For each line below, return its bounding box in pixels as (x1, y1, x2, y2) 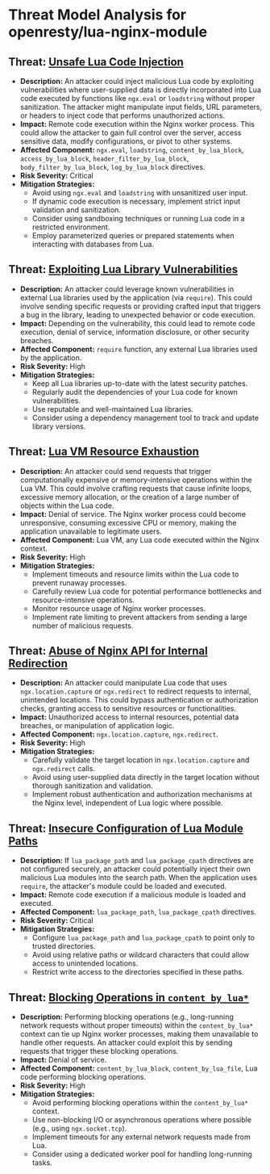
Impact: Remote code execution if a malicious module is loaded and (19, 890, 247, 899)
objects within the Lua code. (19, 501, 114, 510)
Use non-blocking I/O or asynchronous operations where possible (31, 1115, 252, 1125)
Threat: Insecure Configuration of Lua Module (8, 821, 244, 835)
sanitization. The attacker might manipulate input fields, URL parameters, (19, 103, 263, 111)
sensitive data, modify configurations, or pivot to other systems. (19, 136, 233, 146)
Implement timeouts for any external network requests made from (31, 1132, 251, 1142)
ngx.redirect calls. (31, 764, 95, 774)
